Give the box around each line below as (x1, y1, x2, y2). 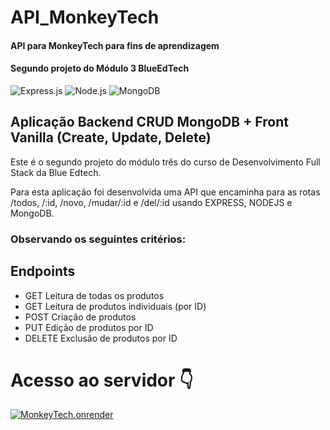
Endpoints (10, 263, 76, 280)
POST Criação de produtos (24, 311, 137, 323)
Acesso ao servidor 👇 (10, 369, 194, 391)
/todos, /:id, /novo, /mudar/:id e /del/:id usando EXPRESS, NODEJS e (10, 196, 293, 208)
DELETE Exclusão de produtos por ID (24, 332, 178, 344)
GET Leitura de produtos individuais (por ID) (24, 300, 207, 312)
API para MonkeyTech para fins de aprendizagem (10, 39, 220, 51)
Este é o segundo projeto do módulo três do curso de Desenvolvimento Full (10, 156, 321, 168)
